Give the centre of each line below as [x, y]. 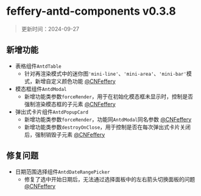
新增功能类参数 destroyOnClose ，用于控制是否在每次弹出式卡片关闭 [107, 127]
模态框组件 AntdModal [41, 89]
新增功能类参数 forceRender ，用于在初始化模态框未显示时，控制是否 [109, 96]
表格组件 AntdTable [38, 66]
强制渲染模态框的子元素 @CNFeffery [70, 104]
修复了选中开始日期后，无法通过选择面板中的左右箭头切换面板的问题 [110, 179]
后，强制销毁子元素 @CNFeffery [65, 134]
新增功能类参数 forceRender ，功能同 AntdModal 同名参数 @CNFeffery [108, 119]
